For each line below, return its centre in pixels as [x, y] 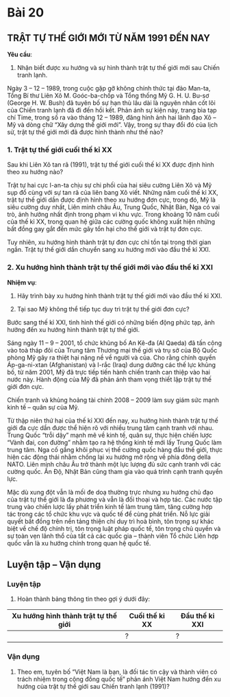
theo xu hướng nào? [35, 172]
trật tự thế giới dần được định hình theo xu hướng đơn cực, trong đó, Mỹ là [111, 200]
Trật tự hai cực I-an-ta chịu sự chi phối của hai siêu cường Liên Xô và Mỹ [110, 185]
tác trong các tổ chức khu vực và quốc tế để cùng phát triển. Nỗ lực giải [108, 514]
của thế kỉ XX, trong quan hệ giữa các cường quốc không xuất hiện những [111, 222]
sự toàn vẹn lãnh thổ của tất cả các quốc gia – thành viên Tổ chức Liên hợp [113, 536]
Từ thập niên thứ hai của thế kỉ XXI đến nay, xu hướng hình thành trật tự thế [113, 421]
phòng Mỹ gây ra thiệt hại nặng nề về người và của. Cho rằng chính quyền [112, 357]
